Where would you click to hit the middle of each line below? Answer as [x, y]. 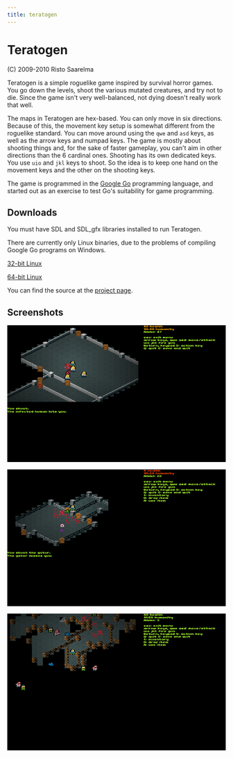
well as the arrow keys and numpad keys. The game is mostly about [104, 140]
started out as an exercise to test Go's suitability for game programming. [111, 190]
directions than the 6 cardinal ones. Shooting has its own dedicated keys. [112, 155]
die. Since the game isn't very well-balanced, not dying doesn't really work [114, 97]
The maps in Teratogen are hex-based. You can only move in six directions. [115, 118]
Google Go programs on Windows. [57, 250]
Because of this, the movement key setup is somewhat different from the [111, 126]
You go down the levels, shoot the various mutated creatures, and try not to [115, 90]
